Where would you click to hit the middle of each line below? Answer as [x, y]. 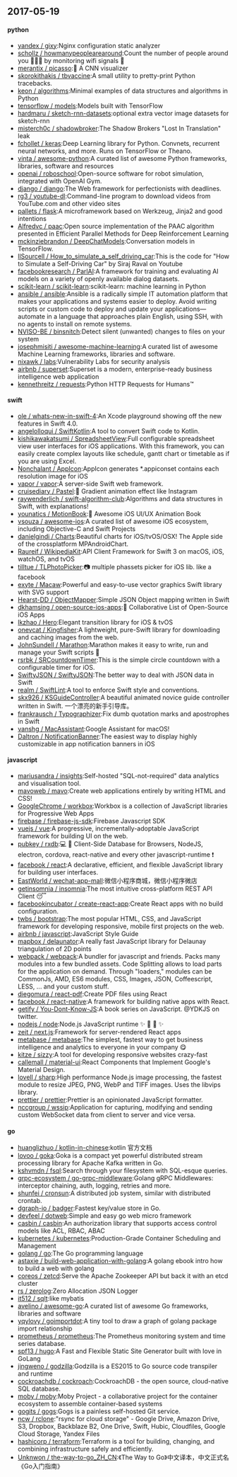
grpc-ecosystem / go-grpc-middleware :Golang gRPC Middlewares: [115, 1178]
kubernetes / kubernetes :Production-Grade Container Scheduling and [119, 1238]
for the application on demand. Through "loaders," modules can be [115, 971]
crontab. [30, 1201]
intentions [32, 218]
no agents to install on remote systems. [75, 324]
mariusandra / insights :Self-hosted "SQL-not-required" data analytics [118, 776]
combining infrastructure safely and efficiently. [85, 1449]
